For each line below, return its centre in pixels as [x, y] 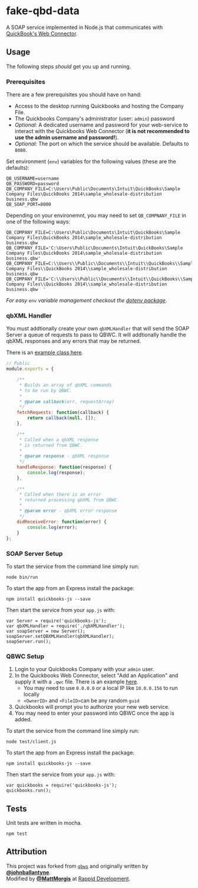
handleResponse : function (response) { [64, 467]
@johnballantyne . [29, 872]
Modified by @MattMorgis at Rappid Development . [68, 879]
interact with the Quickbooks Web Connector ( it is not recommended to [102, 131]
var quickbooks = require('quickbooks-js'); [62, 785]
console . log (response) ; [56, 473]
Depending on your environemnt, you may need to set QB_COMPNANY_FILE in [96, 215]
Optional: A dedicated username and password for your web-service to [101, 125]
